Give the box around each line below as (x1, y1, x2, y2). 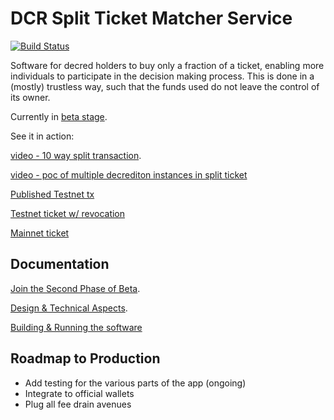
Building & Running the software (10, 321, 143, 333)
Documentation (10, 256, 110, 273)
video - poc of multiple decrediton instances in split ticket (10, 168, 248, 181)
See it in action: (10, 130, 75, 142)
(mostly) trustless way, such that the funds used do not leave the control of (10, 80, 320, 92)
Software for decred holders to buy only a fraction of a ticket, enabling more (10, 59, 325, 71)
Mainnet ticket (10, 227, 70, 239)
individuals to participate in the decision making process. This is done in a (10, 70, 315, 82)
